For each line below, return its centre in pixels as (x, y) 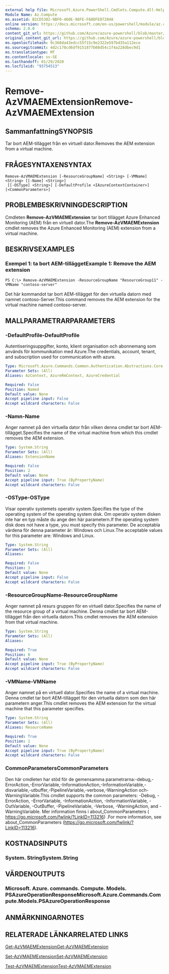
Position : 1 (18, 741)
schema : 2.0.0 (20, 29)
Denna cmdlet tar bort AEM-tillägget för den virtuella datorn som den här (80, 698)
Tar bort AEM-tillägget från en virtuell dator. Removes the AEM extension (80, 143)
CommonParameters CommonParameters (57, 768)
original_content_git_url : (33, 38)
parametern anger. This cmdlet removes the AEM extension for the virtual (80, 703)
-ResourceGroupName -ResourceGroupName (62, 595)
